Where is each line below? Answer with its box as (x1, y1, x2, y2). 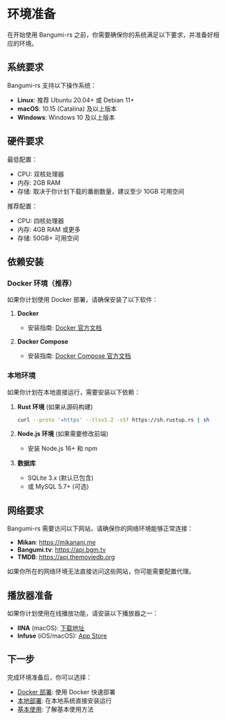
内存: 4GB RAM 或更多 (17, 225, 81, 233)
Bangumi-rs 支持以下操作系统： (7, 81, 97, 89)
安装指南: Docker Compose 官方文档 (27, 352, 131, 360)
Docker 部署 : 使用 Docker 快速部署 (17, 687, 116, 696)
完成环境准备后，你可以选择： (7, 673, 92, 681)
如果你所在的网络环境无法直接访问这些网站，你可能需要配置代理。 (7, 567, 195, 575)
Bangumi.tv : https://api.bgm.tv (17, 546, 106, 554)
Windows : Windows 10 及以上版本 (17, 113, 115, 121)
